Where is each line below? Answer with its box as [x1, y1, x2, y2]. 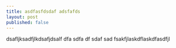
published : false [6, 19, 49, 25]
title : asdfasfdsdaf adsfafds [6, 8, 81, 15]
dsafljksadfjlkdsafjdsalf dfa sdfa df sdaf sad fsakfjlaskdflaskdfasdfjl [6, 36, 170, 43]
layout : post [6, 14, 38, 20]
